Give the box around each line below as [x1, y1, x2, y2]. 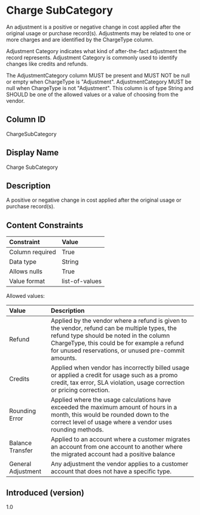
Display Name [6, 147, 59, 158]
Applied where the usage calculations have [51, 396, 171, 404]
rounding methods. [51, 425, 104, 434]
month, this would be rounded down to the [51, 411, 170, 419]
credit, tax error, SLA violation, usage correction [51, 378, 185, 387]
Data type [9, 258, 37, 266]
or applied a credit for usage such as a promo [51, 371, 178, 380]
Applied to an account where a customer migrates [51, 435, 190, 443]
